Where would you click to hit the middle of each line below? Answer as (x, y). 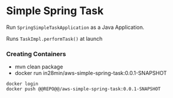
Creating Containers (36, 54)
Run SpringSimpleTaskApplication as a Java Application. (75, 27)
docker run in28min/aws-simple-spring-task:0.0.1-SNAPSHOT (91, 73)
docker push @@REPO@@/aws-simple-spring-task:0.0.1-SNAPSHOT (84, 89)
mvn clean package (39, 67)
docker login (22, 84)
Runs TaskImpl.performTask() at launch (54, 38)
